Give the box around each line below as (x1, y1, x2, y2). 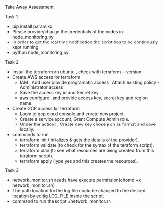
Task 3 (5, 167, 19, 173)
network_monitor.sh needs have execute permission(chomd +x (12, 177, 141, 183)
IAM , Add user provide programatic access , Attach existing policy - (19, 79, 160, 85)
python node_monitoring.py (12, 49, 69, 55)
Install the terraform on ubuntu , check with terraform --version (12, 69, 142, 75)
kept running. (12, 44, 40, 50)
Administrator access (19, 84, 63, 90)
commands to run (12, 132, 49, 137)
